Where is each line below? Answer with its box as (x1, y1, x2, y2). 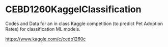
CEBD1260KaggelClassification (5, 4, 142, 15)
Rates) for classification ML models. (5, 26, 80, 32)
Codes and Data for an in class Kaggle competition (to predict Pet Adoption (5, 20, 163, 27)
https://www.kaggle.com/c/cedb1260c (5, 36, 86, 42)
